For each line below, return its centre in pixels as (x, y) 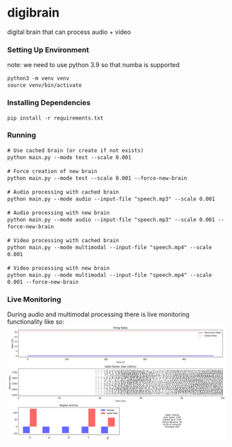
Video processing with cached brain (66, 240)
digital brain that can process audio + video (69, 32)
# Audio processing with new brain (59, 212)
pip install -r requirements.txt (55, 118)
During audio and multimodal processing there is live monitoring (98, 314)
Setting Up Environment (48, 50)
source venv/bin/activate (44, 85)
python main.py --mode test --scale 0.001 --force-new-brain (97, 178)
